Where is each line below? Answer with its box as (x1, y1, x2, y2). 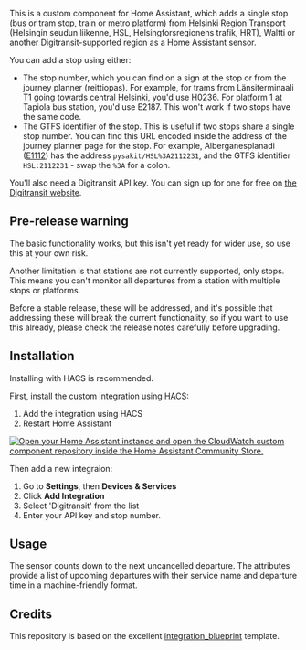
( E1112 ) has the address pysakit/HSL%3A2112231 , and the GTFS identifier (22, 150, 290, 161)
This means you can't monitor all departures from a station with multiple (9, 274, 280, 286)
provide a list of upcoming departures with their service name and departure (9, 570, 298, 581)
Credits (9, 606, 53, 622)
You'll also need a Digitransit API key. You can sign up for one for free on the (9, 177, 297, 188)
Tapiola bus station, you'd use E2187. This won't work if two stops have (22, 101, 290, 112)
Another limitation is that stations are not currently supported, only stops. (9, 265, 285, 276)
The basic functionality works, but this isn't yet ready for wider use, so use (9, 238, 290, 249)
